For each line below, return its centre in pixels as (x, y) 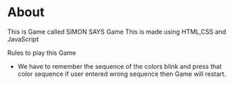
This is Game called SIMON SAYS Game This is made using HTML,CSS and (117, 32)
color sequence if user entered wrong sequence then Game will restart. (122, 74)
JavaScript (23, 39)
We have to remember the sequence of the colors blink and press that (120, 66)
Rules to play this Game (42, 53)
